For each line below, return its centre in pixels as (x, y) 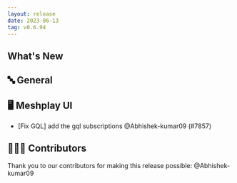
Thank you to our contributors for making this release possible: (100, 165)
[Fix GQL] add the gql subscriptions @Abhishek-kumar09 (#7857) (115, 126)
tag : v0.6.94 (27, 27)
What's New (35, 56)
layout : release (31, 14)
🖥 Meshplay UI (40, 105)
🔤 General (30, 80)
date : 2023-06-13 (33, 21)
